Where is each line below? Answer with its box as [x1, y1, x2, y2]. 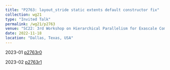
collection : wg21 [5, 12, 42, 17]
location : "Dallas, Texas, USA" [5, 36, 73, 41]
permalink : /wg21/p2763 [5, 21, 56, 27]
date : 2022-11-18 [5, 31, 42, 36]
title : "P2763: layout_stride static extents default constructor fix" [5, 7, 159, 13]
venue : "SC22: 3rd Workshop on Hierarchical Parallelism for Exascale [5, 26, 157, 31]
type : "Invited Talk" [5, 17, 51, 22]
